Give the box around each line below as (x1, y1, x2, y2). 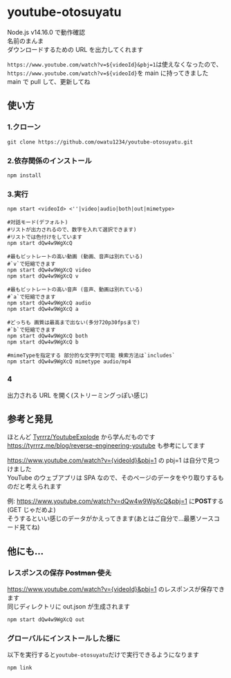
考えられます (25, 482, 62, 491)
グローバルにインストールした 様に (7, 633, 121, 643)
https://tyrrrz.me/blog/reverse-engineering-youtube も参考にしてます (7, 441, 205, 450)
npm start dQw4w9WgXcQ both (7, 332, 89, 340)
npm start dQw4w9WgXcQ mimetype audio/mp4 (7, 358, 131, 365)
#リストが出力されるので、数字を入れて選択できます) (7, 226, 137, 233)
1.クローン (7, 122, 41, 132)
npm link (7, 664, 33, 672)
